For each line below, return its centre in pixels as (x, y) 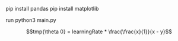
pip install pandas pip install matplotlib (52, 9)
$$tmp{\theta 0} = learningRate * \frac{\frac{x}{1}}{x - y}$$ (99, 31)
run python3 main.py (31, 20)
